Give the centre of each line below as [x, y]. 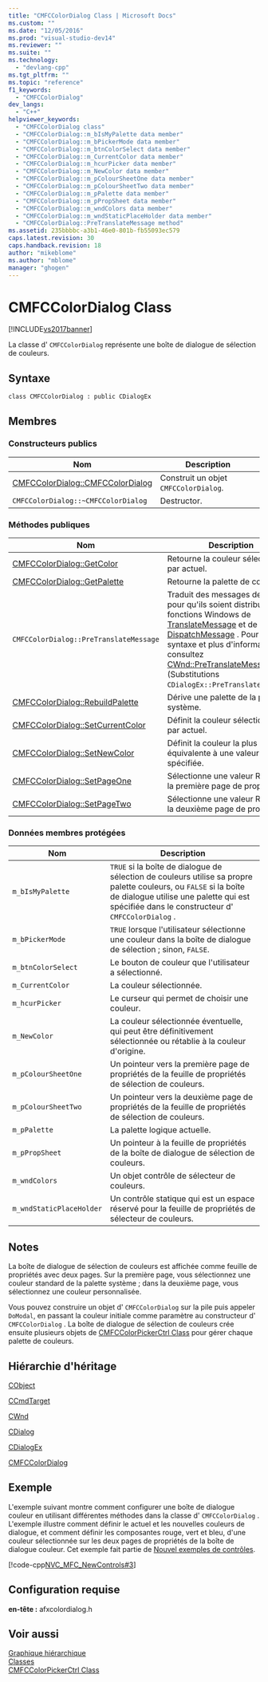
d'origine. [128, 1051]
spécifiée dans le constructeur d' [172, 907]
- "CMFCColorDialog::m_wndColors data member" [94, 208]
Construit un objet [193, 478]
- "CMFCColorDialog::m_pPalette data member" [93, 193]
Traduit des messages [209, 595]
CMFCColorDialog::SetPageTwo [72, 804]
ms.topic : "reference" [46, 82]
